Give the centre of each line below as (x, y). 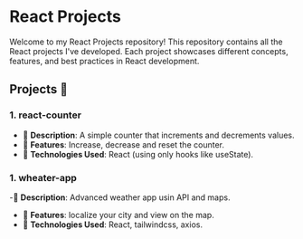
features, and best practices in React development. (104, 61)
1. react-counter (45, 115)
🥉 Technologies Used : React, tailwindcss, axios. (113, 225)
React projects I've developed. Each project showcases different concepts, (149, 51)
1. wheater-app (43, 177)
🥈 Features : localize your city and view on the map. (118, 215)
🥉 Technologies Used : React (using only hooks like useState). (138, 154)
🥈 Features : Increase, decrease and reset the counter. (123, 144)
